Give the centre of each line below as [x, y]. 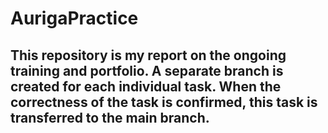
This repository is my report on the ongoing [148, 55]
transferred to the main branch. [110, 117]
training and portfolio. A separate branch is [147, 70]
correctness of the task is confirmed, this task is [164, 102]
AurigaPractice [74, 18]
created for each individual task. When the [146, 86]
